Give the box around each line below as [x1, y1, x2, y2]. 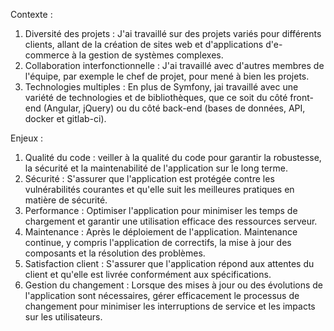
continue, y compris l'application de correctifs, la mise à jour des [24, 237, 292, 248]
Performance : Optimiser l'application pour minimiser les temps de [24, 205, 298, 216]
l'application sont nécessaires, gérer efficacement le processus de [24, 290, 300, 301]
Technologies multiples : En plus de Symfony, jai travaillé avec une [24, 81, 299, 93]
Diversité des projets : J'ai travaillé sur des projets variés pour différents [24, 28, 322, 39]
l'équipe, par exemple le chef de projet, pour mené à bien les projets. [24, 70, 310, 82]
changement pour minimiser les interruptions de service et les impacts [24, 300, 316, 312]
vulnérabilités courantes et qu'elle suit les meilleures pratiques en [24, 184, 295, 195]
